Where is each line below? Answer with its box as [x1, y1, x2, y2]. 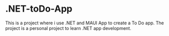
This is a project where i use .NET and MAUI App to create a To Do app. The [5, 20, 164, 26]
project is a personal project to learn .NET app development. [5, 25, 131, 31]
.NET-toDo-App [5, 3, 73, 15]
